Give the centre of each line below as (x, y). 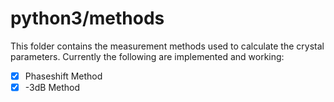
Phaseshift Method (63, 76)
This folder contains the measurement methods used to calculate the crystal (167, 46)
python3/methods (87, 18)
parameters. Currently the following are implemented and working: (147, 56)
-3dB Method (52, 87)
